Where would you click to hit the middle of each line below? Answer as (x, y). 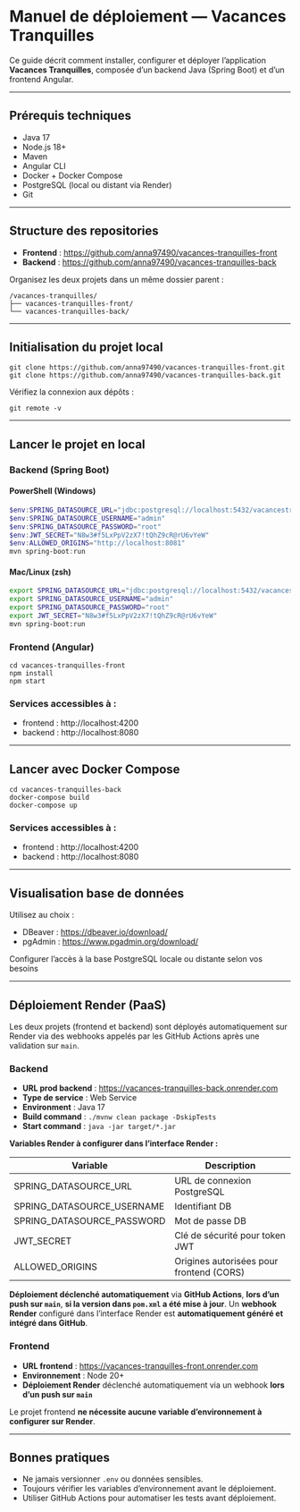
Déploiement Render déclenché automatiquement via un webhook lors (154, 1385)
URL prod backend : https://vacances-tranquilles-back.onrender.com (150, 1088)
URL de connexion (212, 1181)
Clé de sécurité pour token (229, 1236)
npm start (28, 682)
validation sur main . (45, 1046)
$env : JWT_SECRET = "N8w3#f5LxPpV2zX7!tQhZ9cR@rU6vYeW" (109, 535)
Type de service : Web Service (79, 1098)
